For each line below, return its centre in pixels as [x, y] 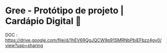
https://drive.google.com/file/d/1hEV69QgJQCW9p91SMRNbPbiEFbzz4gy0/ [83, 40]
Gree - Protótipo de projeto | [64, 11]
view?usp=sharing [24, 45]
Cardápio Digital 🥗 [43, 21]
